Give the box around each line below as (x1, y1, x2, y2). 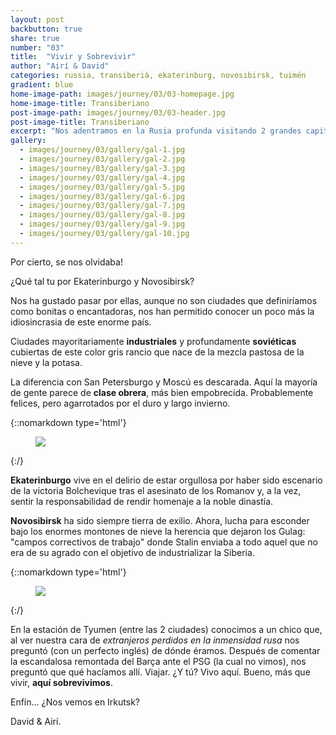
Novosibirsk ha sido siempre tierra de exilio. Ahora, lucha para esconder (10, 514, 310, 526)
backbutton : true (10, 24, 83, 34)
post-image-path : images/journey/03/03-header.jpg (10, 107, 226, 118)
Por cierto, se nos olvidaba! (10, 256, 123, 268)
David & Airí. (10, 715, 62, 727)
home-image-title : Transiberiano (10, 98, 150, 108)
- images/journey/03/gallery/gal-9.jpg (19, 219, 186, 230)
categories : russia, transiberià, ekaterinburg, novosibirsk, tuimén (10, 71, 307, 81)
